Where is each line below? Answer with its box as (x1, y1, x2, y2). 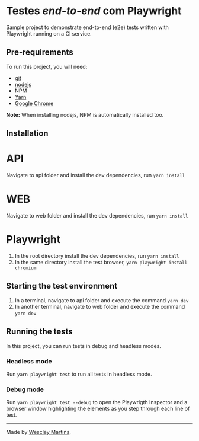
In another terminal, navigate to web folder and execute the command (14, 303, 185, 310)
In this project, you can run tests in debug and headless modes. (6, 342, 162, 349)
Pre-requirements (6, 47, 74, 57)
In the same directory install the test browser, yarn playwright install (14, 258, 188, 266)
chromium (14, 265, 37, 271)
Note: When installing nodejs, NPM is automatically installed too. (6, 111, 164, 118)
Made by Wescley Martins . (6, 429, 71, 436)
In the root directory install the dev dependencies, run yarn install (14, 252, 179, 259)
